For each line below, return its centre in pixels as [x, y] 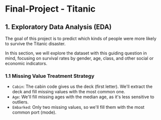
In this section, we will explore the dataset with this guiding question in [76, 53]
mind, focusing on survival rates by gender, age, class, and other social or [79, 58]
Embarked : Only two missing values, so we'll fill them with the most [78, 107]
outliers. [20, 102]
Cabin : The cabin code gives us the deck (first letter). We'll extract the [82, 86]
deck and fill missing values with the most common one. [69, 92]
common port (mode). [34, 112]
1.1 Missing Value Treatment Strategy [50, 76]
